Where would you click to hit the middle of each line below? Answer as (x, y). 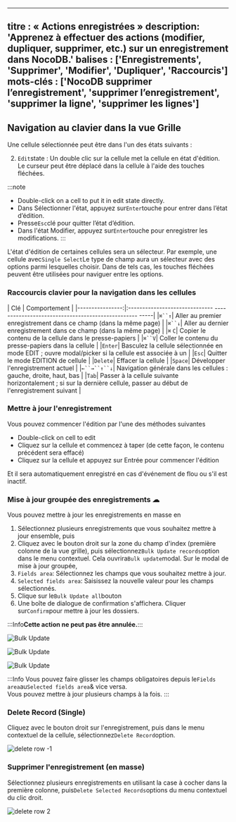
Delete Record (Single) (46, 713)
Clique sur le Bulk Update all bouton (69, 596)
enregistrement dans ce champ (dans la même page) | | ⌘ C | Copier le (106, 330)
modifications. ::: (42, 238)
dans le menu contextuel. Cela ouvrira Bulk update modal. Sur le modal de (123, 558)
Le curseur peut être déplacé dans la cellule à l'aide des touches (111, 166)
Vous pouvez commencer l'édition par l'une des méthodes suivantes (106, 424)
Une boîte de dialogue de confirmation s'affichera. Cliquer (101, 603)
